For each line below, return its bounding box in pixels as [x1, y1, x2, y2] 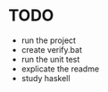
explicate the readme [21, 63, 100, 74]
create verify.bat [21, 44, 82, 54]
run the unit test [21, 54, 80, 64]
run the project [21, 35, 77, 46]
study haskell [21, 72, 71, 83]
